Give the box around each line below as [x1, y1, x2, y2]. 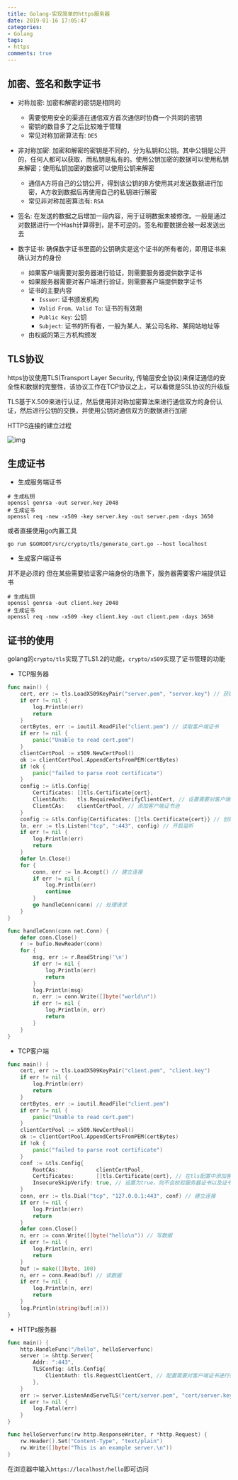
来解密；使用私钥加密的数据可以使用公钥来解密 [17, 164, 154, 172]
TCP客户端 [17, 1047, 50, 1055]
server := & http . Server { [20, 1352, 93, 1359]
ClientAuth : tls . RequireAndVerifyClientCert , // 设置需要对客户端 [33, 796, 231, 803]
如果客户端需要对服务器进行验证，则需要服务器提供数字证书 [28, 268, 203, 277]
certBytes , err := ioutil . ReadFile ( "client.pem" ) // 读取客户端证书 [20, 723, 220, 730]
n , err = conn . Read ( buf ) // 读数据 [20, 1272, 122, 1279]
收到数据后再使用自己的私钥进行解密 [51, 187, 157, 196]
